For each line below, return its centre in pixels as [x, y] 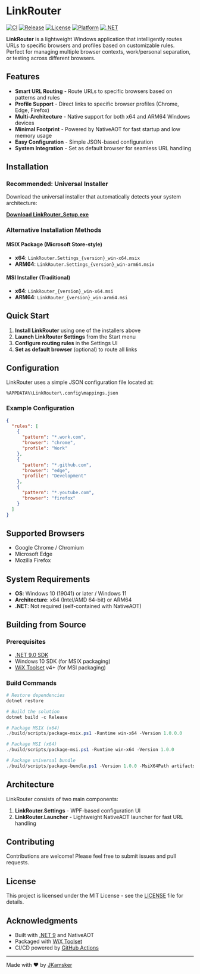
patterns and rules [37, 97]
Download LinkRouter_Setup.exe [48, 215]
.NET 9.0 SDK [32, 654]
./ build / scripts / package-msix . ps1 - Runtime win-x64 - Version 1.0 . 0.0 [94, 733]
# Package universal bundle [41, 761]
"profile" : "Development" [54, 476]
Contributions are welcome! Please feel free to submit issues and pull [91, 856]
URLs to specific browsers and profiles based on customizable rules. [90, 45]
